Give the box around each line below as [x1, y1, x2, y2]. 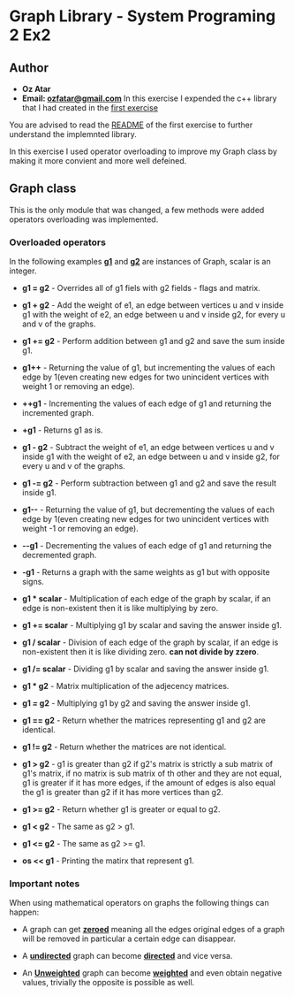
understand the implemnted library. [9, 129, 137, 139]
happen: [9, 907, 40, 917]
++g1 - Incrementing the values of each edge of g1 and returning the [21, 398, 272, 409]
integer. [9, 265, 37, 276]
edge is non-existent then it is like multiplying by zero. [21, 603, 219, 614]
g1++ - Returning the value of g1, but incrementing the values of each [21, 363, 275, 373]
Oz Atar [21, 84, 51, 94]
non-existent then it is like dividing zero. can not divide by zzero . [21, 647, 259, 657]
